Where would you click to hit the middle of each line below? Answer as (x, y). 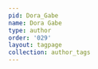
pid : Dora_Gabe (33, 15)
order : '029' (30, 38)
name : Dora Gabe (35, 23)
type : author (30, 30)
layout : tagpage (35, 45)
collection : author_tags (49, 52)
